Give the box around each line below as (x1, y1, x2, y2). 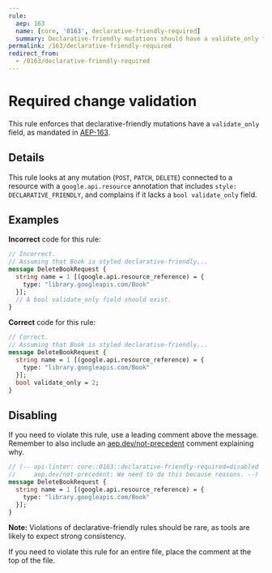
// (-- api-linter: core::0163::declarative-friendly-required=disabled (8, 463, 259, 471)
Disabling (8, 408, 57, 422)
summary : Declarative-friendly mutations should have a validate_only (15, 34, 259, 43)
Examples (8, 213, 59, 227)
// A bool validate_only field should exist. (15, 295, 172, 304)
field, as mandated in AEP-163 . (8, 127, 111, 137)
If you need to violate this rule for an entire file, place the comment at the (8, 547, 252, 557)
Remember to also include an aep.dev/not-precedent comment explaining (8, 438, 254, 448)
